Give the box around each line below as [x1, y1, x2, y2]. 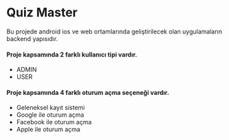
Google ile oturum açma [16, 111, 84, 119]
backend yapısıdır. [6, 34, 58, 42]
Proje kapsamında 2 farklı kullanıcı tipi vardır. [6, 50, 138, 59]
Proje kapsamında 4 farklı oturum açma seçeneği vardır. [6, 88, 169, 96]
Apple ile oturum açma [16, 125, 80, 134]
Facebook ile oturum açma [16, 118, 92, 126]
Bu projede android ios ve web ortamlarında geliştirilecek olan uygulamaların [6, 27, 222, 36]
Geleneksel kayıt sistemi [16, 104, 85, 112]
